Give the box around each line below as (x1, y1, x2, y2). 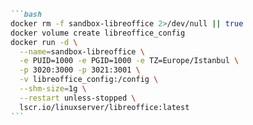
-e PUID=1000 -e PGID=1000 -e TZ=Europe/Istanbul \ (19, 56, 240, 66)
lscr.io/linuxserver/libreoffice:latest (19, 102, 190, 112)
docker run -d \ (10, 37, 78, 47)
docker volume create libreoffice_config (10, 28, 186, 38)
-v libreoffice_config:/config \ (19, 75, 159, 85)
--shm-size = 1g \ (19, 84, 87, 94)
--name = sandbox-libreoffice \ (19, 46, 145, 57)
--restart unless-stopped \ (19, 93, 137, 103)
